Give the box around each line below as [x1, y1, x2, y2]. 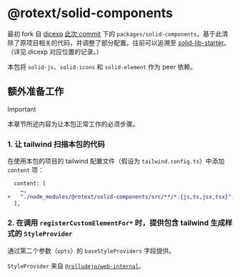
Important [7, 105, 36, 114]
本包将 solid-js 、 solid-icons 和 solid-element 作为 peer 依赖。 [7, 62, 196, 71]
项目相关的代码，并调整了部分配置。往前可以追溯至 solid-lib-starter [26, 38, 224, 47]
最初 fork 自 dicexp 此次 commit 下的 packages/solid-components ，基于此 [7, 29, 222, 38]
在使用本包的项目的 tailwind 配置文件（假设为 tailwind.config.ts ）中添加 [7, 157, 225, 166]
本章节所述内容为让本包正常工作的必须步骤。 [7, 119, 139, 128]
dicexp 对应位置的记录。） [27, 47, 103, 56]
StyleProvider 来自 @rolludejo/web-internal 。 [7, 261, 145, 270]
